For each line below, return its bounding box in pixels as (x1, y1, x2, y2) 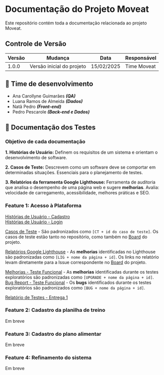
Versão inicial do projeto (29, 63, 86, 70)
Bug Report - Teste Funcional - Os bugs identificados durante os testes (5, 280, 152, 285)
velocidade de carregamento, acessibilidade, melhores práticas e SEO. (5, 190, 150, 196)
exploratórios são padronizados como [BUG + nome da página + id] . (5, 284, 146, 290)
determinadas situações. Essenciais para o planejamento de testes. (5, 170, 143, 176)
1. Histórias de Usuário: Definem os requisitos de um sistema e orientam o (5, 149, 158, 155)
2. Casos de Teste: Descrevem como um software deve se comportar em (5, 164, 156, 170)
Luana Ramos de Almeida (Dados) (12, 98, 83, 104)
